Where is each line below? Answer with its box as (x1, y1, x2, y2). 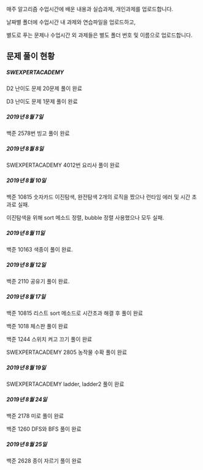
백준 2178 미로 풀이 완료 (6, 412, 64, 420)
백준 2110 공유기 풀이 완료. (6, 278, 70, 285)
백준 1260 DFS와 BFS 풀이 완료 (6, 425, 82, 433)
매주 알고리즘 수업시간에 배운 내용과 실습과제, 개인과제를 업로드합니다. (6, 6, 174, 12)
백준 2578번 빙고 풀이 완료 (6, 129, 70, 137)
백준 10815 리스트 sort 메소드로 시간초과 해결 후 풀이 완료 (6, 309, 144, 317)
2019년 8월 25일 (6, 441, 47, 448)
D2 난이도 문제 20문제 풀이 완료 (6, 85, 83, 92)
